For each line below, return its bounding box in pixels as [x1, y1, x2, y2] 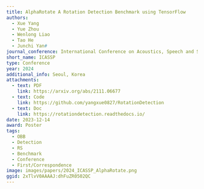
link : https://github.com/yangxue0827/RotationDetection [17, 99, 165, 105]
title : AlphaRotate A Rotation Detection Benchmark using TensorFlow [6, 9, 186, 15]
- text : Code [12, 94, 45, 100]
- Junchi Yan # [12, 43, 47, 49]
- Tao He [12, 37, 34, 43]
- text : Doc [12, 105, 42, 112]
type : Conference [6, 60, 50, 66]
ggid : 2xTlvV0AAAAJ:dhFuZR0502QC [6, 173, 91, 180]
